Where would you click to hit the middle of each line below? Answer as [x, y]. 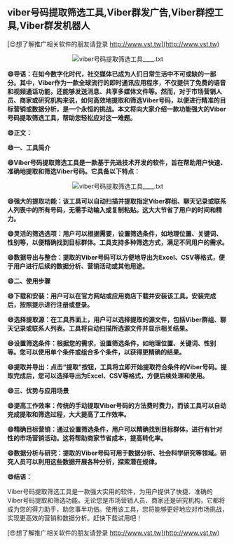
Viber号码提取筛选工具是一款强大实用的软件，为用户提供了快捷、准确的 [110, 491]
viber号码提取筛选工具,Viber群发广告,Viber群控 [111, 13]
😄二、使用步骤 [29, 281]
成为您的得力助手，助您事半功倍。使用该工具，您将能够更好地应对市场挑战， [118, 509]
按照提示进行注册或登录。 [56, 305]
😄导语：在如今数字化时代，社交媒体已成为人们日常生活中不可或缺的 [106, 74]
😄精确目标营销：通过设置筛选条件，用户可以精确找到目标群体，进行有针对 [115, 429]
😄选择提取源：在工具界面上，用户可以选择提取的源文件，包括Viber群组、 [114, 319]
